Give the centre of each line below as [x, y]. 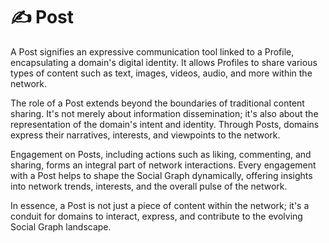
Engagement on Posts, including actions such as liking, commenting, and [161, 154]
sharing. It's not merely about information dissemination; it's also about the [164, 113]
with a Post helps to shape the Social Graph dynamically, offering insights [161, 175]
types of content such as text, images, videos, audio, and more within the [161, 73]
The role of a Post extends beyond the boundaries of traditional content [157, 103]
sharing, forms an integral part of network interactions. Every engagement [163, 165]
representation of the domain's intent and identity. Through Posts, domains [165, 124]
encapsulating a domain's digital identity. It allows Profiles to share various [164, 62]
